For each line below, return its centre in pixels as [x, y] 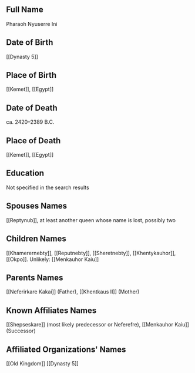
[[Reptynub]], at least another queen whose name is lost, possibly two [91, 220]
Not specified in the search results [48, 187]
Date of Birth [30, 43]
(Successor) [21, 331]
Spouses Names [37, 206]
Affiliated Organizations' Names [66, 349]
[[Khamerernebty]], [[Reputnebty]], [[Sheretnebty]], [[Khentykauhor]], [91, 253]
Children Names [36, 239]
